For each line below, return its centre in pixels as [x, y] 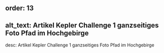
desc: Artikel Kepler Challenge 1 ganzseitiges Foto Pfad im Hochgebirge [80, 45]
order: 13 [19, 8]
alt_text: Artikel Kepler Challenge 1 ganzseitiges [82, 25]
